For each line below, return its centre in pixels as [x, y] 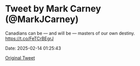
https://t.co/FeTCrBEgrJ [29, 38]
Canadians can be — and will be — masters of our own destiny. [70, 33]
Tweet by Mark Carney [53, 9]
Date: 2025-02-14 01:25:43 [33, 48]
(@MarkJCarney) [42, 19]
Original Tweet [20, 57]
